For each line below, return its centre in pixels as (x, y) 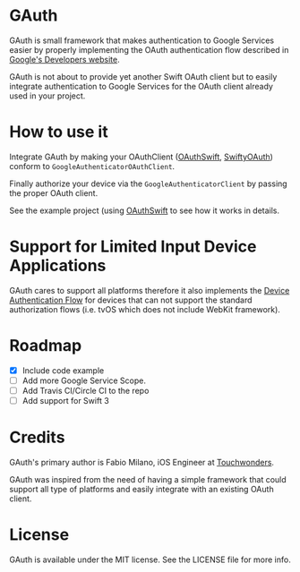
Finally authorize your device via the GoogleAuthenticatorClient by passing (149, 184)
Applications (58, 266)
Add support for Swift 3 (65, 400)
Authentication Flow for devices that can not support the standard (131, 300)
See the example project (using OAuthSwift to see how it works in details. (145, 210)
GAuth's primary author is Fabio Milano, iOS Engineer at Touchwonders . (142, 462)
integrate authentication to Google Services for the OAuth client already (141, 86)
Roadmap (46, 346)
